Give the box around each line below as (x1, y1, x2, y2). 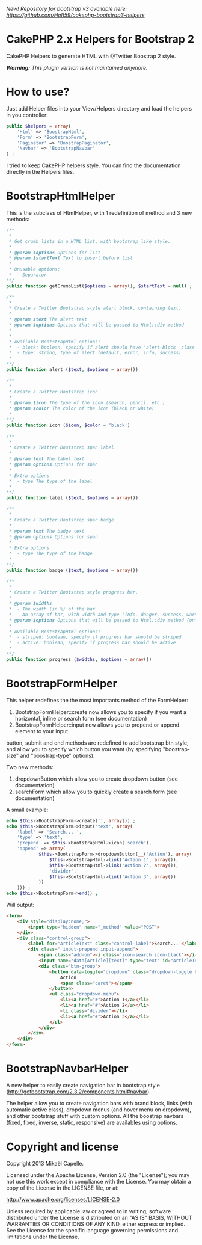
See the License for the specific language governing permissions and (6, 1226, 179, 1234)
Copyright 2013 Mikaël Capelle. (6, 1160, 84, 1167)
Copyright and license (6, 1140, 119, 1154)
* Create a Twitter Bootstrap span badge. (8, 517, 117, 523)
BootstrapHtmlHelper (6, 189, 115, 203)
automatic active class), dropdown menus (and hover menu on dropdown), (6, 1106, 191, 1113)
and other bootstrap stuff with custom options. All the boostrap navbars (6, 1112, 184, 1119)
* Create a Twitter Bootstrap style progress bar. (8, 589, 138, 595)
